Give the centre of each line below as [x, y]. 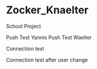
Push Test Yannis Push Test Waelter [49, 37]
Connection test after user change [47, 60]
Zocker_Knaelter [47, 10]
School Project [24, 26]
